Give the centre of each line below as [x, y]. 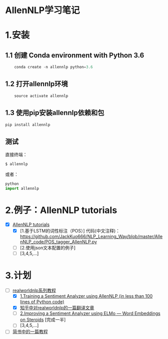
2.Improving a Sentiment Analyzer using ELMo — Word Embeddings [90, 313]
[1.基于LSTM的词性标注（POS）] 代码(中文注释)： [70, 231]
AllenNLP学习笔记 [43, 10]
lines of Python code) [42, 302]
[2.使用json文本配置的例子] [48, 248]
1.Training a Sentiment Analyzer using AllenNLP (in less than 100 [86, 296]
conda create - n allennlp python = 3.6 [54, 67]
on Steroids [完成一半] [43, 320]
